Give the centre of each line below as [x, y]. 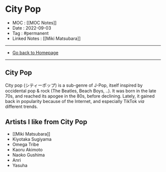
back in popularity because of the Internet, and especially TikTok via [75, 101]
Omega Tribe [26, 144]
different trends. [21, 106]
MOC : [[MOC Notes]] [34, 23]
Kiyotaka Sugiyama [32, 139]
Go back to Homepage [35, 52]
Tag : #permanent [30, 33]
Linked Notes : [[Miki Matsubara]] [46, 38]
